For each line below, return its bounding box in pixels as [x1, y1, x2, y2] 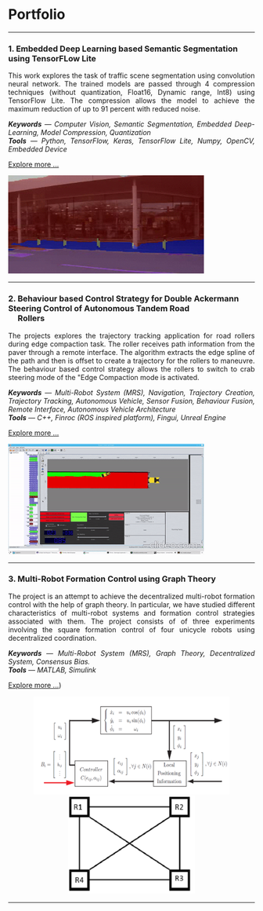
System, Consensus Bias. [8, 657, 91, 666]
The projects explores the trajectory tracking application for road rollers [8, 331, 255, 340]
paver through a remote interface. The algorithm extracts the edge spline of [8, 347, 255, 357]
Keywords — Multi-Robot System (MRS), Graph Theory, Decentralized [8, 648, 255, 657]
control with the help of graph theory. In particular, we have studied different [8, 599, 255, 609]
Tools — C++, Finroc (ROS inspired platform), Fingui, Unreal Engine [8, 412, 227, 422]
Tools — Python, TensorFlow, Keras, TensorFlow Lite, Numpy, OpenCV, [8, 136, 255, 146]
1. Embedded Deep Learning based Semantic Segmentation [8, 43, 239, 54]
